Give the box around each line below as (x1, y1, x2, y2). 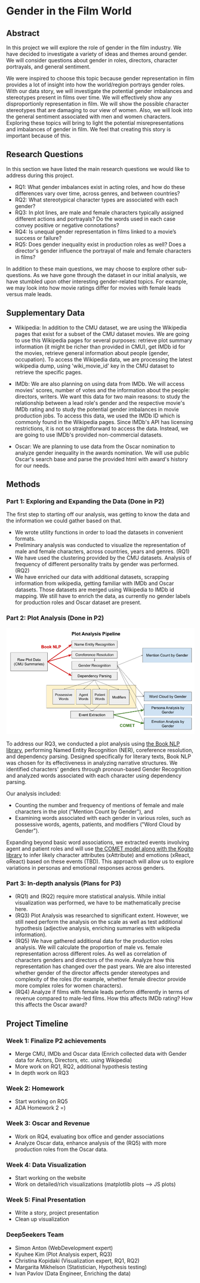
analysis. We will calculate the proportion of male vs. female (14, 944, 163, 951)
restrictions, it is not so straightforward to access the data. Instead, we (14, 425, 189, 432)
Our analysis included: (6, 790, 61, 797)
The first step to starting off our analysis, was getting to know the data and (6, 511, 190, 518)
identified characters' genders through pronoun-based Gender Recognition (6, 766, 192, 773)
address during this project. (6, 172, 75, 179)
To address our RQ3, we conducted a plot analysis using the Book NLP (6, 740, 180, 747)
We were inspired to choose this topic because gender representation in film (6, 75, 195, 82)
